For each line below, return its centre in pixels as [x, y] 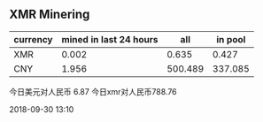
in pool [231, 39]
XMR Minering [50, 15]
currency [33, 39]
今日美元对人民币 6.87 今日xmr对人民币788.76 [93, 91]
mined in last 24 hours [110, 39]
